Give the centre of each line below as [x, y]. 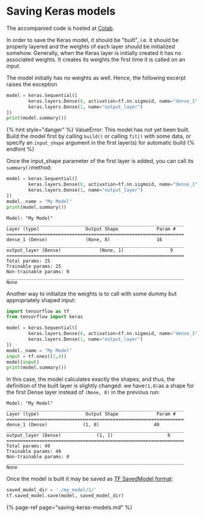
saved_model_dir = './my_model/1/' [52, 490]
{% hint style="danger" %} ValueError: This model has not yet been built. [98, 130]
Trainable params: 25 [34, 266]
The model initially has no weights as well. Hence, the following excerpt [96, 78]
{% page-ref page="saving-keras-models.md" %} [70, 507]
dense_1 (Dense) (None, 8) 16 [85, 239]
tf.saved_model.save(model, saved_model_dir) [65, 496]
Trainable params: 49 [34, 452]
